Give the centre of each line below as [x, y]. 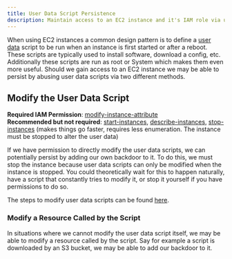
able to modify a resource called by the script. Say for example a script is [111, 240]
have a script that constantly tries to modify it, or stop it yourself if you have [115, 180]
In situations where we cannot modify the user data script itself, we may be [114, 233]
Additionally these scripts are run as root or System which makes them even [115, 61]
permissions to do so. [38, 186]
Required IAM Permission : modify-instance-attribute [83, 115]
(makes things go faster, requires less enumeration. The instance [128, 129]
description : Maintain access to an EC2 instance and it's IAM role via [114, 20]
